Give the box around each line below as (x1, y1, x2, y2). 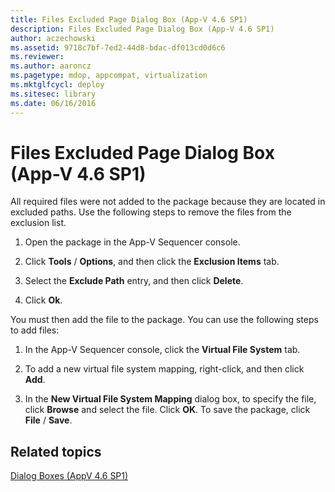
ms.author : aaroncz (10, 61, 92, 71)
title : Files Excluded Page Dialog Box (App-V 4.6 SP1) (10, 14, 248, 25)
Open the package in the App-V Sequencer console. (24, 236, 241, 248)
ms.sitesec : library (10, 89, 97, 99)
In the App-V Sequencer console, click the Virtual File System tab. (24, 344, 301, 356)
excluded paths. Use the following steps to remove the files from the (10, 206, 292, 218)
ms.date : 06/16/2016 (10, 98, 97, 108)
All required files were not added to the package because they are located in (10, 196, 326, 208)
